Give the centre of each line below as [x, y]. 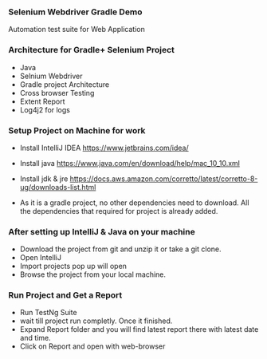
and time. [35, 338]
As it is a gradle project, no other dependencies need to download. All [134, 203]
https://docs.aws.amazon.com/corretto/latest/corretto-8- [164, 179]
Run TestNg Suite [48, 313]
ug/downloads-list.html [58, 187]
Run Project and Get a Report [65, 295]
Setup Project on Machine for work [77, 130]
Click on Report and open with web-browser [92, 346]
